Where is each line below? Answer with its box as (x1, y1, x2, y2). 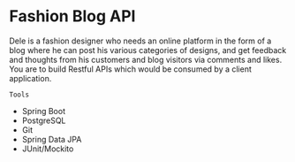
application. (9, 73, 52, 83)
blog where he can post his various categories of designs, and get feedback (9, 44, 287, 55)
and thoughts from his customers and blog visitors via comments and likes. (9, 54, 283, 65)
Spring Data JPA (21, 134, 82, 144)
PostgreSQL (21, 115, 66, 126)
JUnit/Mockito (21, 143, 74, 154)
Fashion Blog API (9, 6, 136, 27)
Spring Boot (21, 105, 66, 116)
